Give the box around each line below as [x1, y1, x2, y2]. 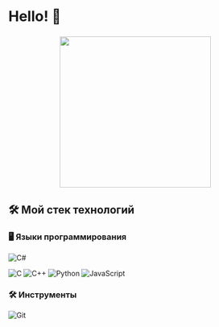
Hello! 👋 [8, 7, 62, 26]
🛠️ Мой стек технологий [8, 203, 135, 217]
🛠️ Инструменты [8, 289, 77, 300]
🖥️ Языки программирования [8, 231, 127, 242]
